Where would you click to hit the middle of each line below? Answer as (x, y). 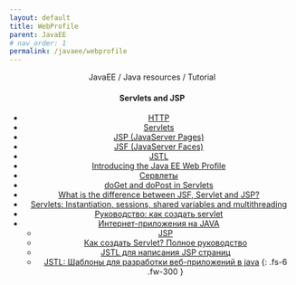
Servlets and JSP (152, 98)
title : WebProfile (44, 26)
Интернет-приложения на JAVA (159, 223)
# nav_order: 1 (38, 43)
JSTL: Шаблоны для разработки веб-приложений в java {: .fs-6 (166, 262)
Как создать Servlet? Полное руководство (165, 243)
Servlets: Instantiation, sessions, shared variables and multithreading (159, 204)
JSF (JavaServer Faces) (159, 147)
